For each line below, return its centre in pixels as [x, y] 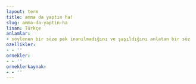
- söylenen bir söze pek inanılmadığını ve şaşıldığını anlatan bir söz [98, 39]
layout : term [22, 12]
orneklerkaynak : [26, 67]
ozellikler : [21, 45]
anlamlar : [18, 34]
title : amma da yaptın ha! [40, 17]
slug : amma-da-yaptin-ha [37, 22]
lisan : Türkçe [24, 28]
